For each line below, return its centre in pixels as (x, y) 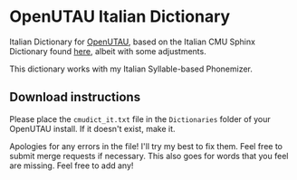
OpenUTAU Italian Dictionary (120, 17)
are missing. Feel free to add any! (72, 166)
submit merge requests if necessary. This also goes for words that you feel (149, 156)
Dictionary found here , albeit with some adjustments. (108, 51)
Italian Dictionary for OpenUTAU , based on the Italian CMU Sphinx (133, 42)
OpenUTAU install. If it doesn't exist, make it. (92, 128)
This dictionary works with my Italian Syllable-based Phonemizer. (131, 69)
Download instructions (75, 97)
